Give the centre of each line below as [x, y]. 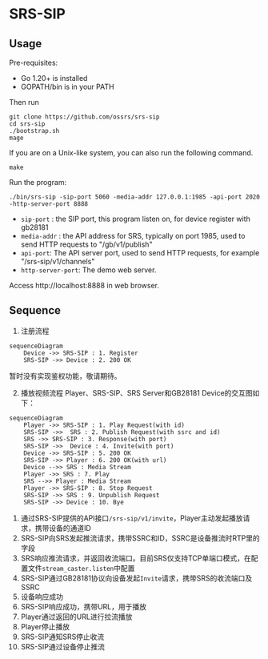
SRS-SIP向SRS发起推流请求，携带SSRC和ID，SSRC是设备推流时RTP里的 [140, 538]
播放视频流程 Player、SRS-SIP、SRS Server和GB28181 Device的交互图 [136, 392]
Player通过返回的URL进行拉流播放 [76, 617]
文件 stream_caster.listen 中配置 [81, 568]
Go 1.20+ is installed [54, 78]
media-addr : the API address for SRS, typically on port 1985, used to [133, 236]
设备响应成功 [42, 597]
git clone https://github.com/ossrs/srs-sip [84, 117]
